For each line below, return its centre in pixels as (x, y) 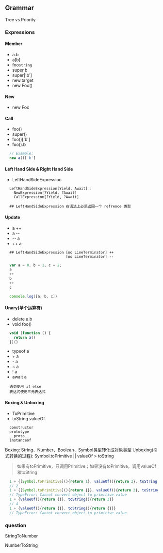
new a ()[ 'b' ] (23, 158)
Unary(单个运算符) (24, 308)
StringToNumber (21, 536)
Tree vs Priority (20, 19)
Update (13, 217)
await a (19, 377)
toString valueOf (28, 418)
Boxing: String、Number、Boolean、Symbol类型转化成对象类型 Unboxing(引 (81, 450)
